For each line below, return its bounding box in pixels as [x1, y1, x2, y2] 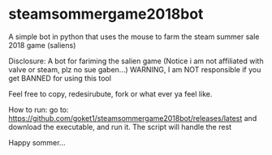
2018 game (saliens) [8, 40, 76, 50]
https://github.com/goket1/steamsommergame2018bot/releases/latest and [8, 113, 257, 123]
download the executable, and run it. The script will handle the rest [8, 122, 232, 131]
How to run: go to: [8, 105, 69, 114]
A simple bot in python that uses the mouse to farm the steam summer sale [8, 32, 260, 41]
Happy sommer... [8, 137, 66, 147]
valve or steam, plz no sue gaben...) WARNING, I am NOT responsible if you [8, 64, 261, 74]
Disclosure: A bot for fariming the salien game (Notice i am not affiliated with [8, 56, 264, 66]
